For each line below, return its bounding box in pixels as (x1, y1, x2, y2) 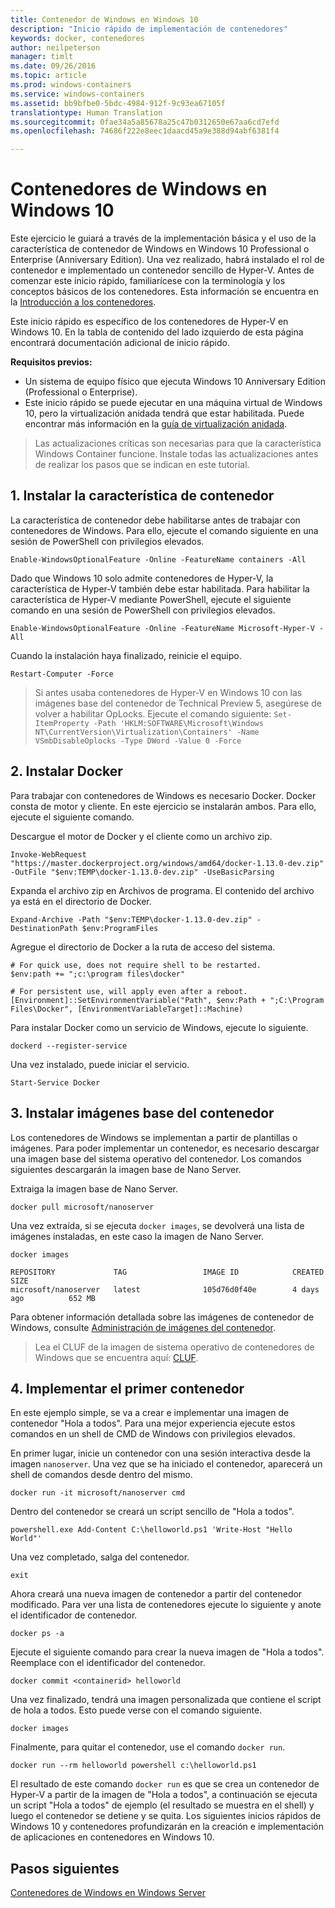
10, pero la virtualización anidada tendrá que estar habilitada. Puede (24, 407, 305, 420)
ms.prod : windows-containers (10, 80, 132, 90)
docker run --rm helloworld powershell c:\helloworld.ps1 (10, 1761, 257, 1771)
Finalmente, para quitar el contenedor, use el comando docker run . (10, 1741, 286, 1753)
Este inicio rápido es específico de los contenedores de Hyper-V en (10, 316, 289, 328)
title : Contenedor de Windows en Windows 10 (10, 14, 199, 25)
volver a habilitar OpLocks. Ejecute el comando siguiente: (34, 707, 272, 720)
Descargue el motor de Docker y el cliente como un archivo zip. (10, 830, 273, 842)
